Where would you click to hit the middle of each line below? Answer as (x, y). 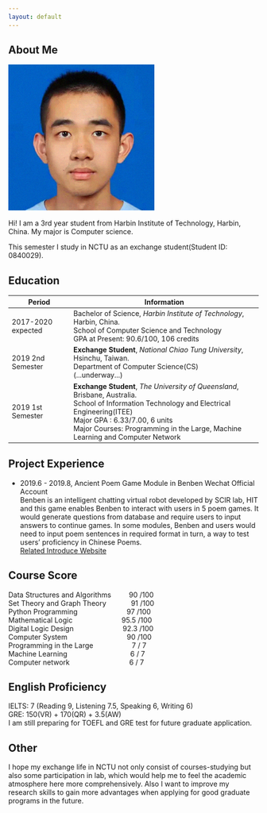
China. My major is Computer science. (71, 232)
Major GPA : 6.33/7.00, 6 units (123, 420)
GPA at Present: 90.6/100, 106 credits (136, 339)
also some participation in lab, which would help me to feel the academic (128, 776)
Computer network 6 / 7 (76, 662)
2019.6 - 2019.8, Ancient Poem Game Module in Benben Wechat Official (137, 483)
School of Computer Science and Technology (148, 330)
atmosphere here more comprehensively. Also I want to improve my (119, 784)
